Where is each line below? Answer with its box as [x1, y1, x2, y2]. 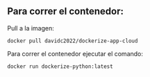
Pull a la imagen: [7, 24, 54, 32]
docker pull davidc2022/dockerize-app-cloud [7, 37, 138, 44]
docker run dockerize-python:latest [7, 62, 113, 70]
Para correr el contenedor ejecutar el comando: [7, 49, 144, 58]
